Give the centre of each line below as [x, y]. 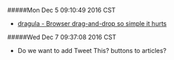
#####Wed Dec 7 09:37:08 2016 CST [62, 37]
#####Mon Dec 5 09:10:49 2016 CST [62, 10]
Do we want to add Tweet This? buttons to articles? [92, 51]
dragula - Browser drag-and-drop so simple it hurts [92, 23]
